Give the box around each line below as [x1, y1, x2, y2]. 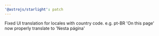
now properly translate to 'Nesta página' [4, 25, 85, 31]
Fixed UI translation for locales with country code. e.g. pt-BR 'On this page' [4, 20, 155, 26]
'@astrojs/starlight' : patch [4, 7, 64, 12]
